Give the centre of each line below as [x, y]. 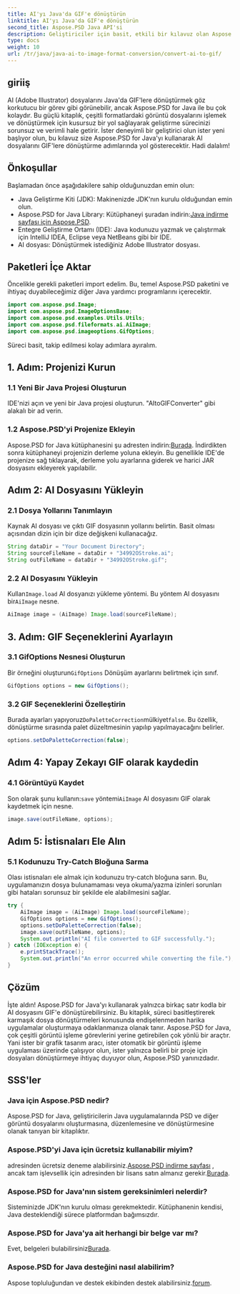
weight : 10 [24, 47]
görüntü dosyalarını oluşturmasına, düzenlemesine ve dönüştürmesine [111, 1124]
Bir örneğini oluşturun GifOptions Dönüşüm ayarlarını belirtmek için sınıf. [113, 673]
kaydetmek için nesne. [40, 806]
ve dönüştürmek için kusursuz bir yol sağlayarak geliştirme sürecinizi [109, 123]
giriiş [19, 83]
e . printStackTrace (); [52, 952]
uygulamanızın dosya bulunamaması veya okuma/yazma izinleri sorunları [115, 885]
